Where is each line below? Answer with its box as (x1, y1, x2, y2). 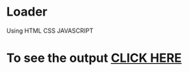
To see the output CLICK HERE (6, 50, 182, 66)
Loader (6, 4, 48, 20)
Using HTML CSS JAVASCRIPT (6, 26, 94, 35)
